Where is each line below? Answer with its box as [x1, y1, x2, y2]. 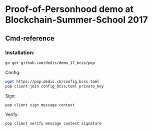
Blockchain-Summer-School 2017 [5, 14, 148, 25]
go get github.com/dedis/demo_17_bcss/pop [5, 60, 95, 65]
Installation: [5, 49, 35, 56]
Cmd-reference [5, 34, 55, 42]
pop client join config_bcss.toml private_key [5, 83, 104, 88]
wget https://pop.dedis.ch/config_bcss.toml [5, 79, 99, 84]
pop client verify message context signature [5, 121, 101, 126]
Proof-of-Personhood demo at [5, 3, 134, 15]
